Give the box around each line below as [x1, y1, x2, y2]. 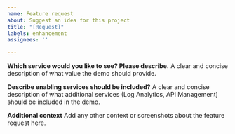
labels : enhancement [7, 29, 68, 37]
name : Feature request [7, 10, 74, 18]
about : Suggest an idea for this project [7, 17, 130, 24]
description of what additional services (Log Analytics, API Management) [7, 91, 219, 99]
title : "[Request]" [7, 23, 65, 30]
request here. [7, 119, 46, 127]
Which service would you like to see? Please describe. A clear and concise [7, 62, 228, 70]
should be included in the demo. [7, 98, 100, 106]
